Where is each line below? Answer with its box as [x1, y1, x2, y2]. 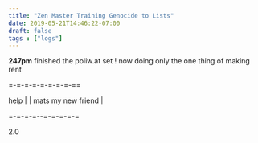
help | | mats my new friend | [8, 96, 104, 105]
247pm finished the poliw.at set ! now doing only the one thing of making [8, 56, 251, 66]
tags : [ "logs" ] [8, 34, 63, 43]
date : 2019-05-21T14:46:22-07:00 [8, 19, 121, 27]
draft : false [8, 27, 52, 35]
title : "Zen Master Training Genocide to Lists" [8, 11, 174, 20]
